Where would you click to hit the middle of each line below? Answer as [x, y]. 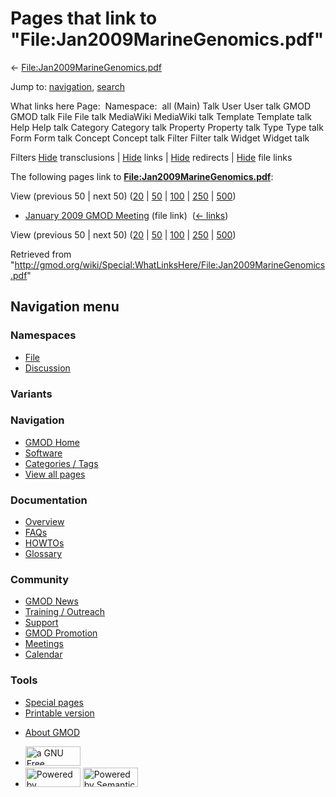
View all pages [55, 474]
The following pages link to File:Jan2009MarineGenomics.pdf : [142, 176]
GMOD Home [52, 442]
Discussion [47, 368]
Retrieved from [41, 254]
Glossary [43, 554]
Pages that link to [84, 18]
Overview [44, 522]
